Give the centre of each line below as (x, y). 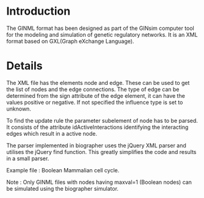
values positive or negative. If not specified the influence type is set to (95, 102)
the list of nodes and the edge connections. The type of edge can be (93, 89)
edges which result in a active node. (52, 133)
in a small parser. (28, 158)
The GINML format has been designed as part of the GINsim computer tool (100, 28)
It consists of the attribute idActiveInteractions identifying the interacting (97, 127)
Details (24, 66)
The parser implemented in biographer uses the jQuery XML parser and (96, 145)
